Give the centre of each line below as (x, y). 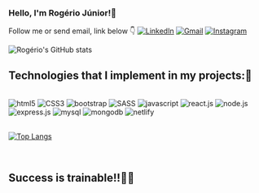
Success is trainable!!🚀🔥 (72, 178)
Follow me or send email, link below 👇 (72, 31)
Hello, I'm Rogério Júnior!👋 (62, 13)
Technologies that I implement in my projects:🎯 (130, 75)
